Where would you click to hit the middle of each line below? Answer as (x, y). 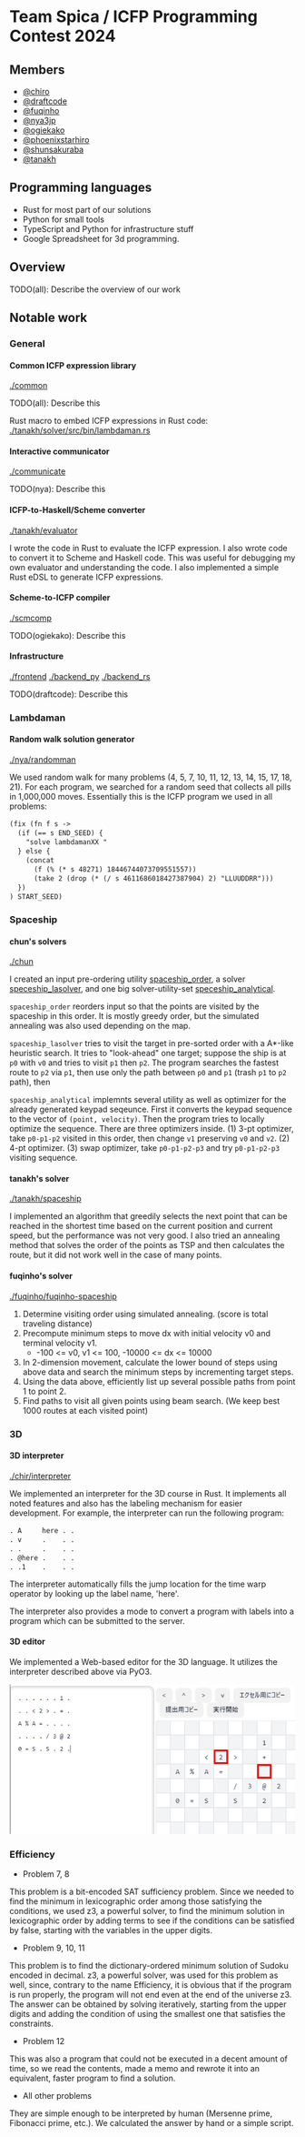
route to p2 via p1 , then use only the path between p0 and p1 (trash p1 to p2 (148, 1073)
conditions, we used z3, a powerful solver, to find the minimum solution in (147, 1910)
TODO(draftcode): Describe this (69, 694)
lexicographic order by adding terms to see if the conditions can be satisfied (152, 1920)
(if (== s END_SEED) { (60, 833)
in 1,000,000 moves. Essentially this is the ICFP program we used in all (141, 797)
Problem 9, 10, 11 (54, 1948)
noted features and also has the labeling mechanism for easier (126, 1503)
